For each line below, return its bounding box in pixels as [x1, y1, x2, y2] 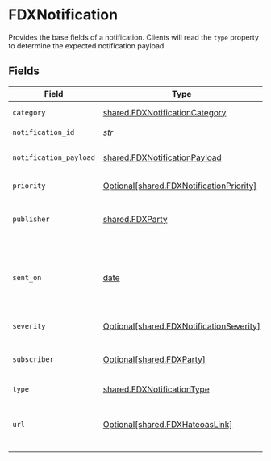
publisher [12, 214, 50, 224]
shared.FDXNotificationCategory [102, 107, 227, 118]
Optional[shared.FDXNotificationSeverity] [102, 321, 261, 332]
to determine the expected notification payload [8, 40, 165, 50]
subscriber [12, 354, 54, 364]
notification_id [12, 128, 75, 137]
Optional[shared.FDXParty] [102, 354, 206, 365]
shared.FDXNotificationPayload [102, 152, 222, 163]
